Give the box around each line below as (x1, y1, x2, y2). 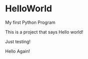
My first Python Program (5, 19, 56, 25)
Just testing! (5, 38, 31, 45)
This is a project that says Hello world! (5, 29, 84, 35)
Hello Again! (5, 48, 30, 54)
